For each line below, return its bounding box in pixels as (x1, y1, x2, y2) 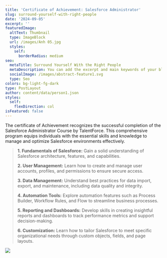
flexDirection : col (14, 104, 55, 109)
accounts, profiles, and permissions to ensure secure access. (17, 168, 144, 174)
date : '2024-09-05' (5, 16, 46, 21)
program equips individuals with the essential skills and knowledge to (5, 132, 148, 139)
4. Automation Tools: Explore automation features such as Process (17, 192, 156, 198)
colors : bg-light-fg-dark (5, 81, 59, 86)
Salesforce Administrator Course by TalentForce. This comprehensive (5, 128, 148, 133)
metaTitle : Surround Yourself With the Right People (9, 63, 121, 67)
